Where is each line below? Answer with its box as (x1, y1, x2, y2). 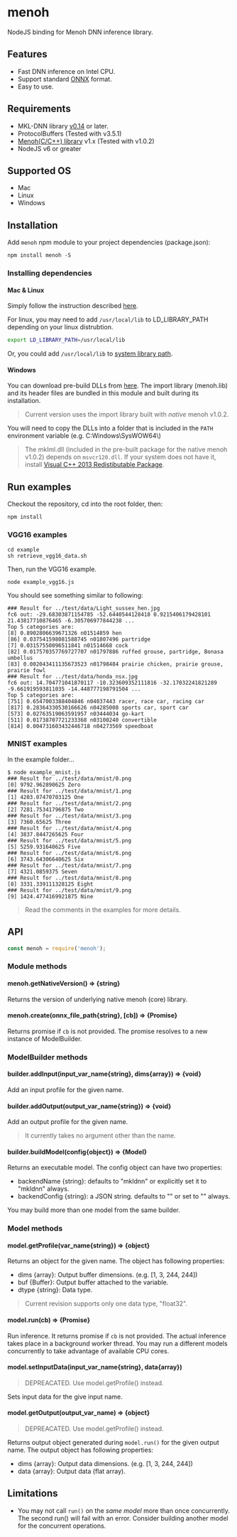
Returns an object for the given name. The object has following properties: (7, 1257, 225, 1265)
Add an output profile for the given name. (7, 1118, 128, 1126)
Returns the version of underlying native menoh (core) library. (7, 995, 188, 1003)
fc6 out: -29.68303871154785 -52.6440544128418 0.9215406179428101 (7, 611, 211, 618)
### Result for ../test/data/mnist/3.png (7, 812, 132, 820)
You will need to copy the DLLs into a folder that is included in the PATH (7, 424, 214, 433)
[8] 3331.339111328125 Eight (7, 881, 94, 888)
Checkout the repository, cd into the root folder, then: (7, 500, 163, 508)
